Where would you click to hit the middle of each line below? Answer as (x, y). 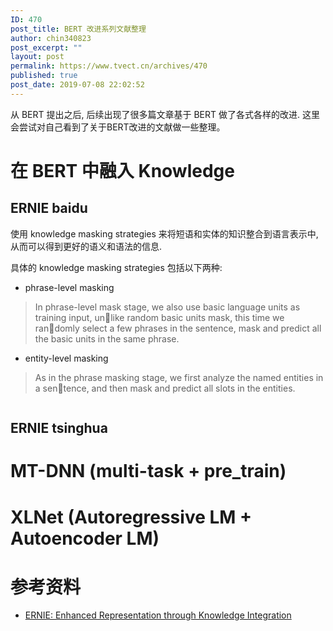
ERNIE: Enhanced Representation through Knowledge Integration (158, 615)
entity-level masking (66, 358)
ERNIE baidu (49, 208)
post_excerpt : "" (46, 47)
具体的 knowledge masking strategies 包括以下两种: (116, 267)
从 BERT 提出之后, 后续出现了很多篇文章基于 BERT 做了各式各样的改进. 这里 (165, 114)
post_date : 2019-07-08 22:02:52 (77, 85)
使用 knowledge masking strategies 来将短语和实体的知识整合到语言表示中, (164, 233)
